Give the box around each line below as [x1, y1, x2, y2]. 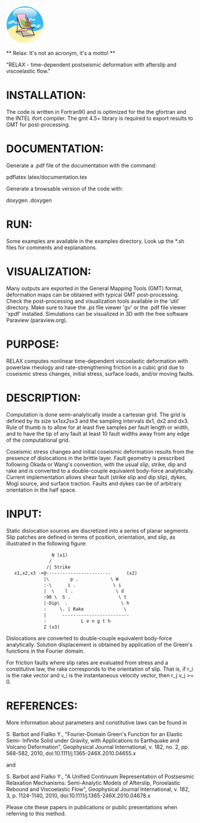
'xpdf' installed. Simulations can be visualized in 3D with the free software [6, 310, 189, 317]
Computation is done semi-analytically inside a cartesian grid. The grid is [6, 411, 186, 418]
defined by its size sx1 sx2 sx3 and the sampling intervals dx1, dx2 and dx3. [6, 417, 189, 424]
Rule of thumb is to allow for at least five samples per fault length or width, [6, 423, 189, 431]
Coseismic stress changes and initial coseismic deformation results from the [6, 448, 194, 455]
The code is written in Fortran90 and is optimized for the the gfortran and [6, 108, 186, 115]
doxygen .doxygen [6, 197, 52, 204]
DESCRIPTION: [6, 391, 81, 405]
